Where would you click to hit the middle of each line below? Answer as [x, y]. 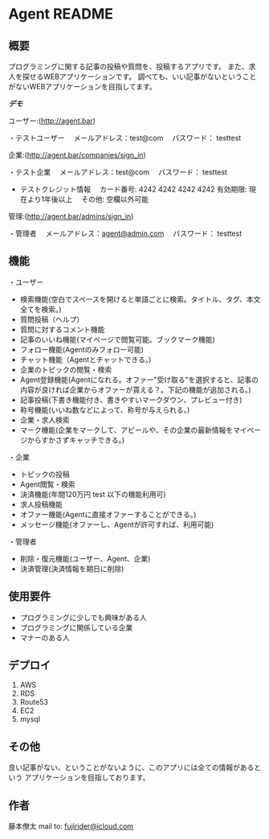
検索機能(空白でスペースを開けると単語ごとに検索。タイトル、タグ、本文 [140, 299]
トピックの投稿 [45, 474]
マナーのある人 [45, 637]
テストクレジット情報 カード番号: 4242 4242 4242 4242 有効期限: [133, 189]
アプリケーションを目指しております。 [87, 778]
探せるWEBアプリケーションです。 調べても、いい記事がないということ [139, 76]
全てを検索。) [41, 309]
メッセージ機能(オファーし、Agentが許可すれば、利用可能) [117, 524]
